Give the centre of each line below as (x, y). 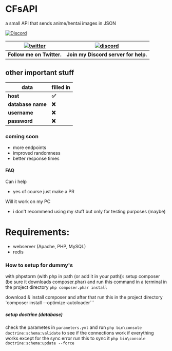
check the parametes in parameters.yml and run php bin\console (74, 327)
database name (27, 104)
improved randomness (36, 153)
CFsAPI (21, 9)
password (20, 121)
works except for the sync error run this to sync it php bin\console (75, 338)
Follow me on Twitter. (35, 54)
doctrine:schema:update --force (40, 343)
